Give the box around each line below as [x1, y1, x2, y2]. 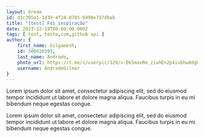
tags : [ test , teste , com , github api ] [6, 31, 104, 38]
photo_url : [17, 59, 45, 65]
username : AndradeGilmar [17, 65, 80, 71]
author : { [6, 37, 32, 43]
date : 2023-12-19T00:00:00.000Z [6, 25, 88, 32]
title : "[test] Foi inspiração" [6, 20, 88, 26]
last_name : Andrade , [17, 54, 69, 60]
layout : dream [6, 8, 42, 15]
